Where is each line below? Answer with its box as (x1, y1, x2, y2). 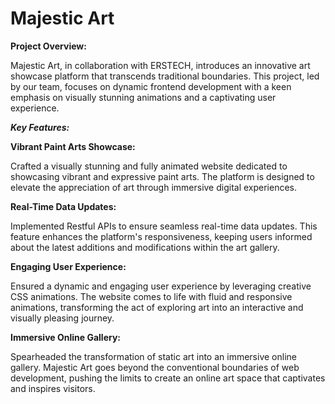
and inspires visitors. (10, 382, 96, 394)
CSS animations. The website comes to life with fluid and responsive (10, 290, 293, 302)
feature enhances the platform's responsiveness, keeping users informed (10, 230, 313, 242)
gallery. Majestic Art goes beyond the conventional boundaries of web (10, 361, 300, 373)
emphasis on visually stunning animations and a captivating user (10, 91, 277, 103)
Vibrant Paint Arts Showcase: (10, 140, 136, 152)
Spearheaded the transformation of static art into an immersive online (10, 350, 297, 362)
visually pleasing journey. (10, 312, 115, 324)
